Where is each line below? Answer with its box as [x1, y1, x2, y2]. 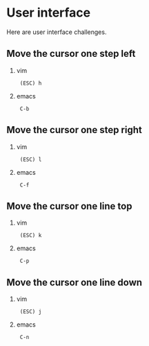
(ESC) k [19, 232, 42, 239]
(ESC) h [19, 80, 42, 87]
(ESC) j [19, 309, 42, 315]
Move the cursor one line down [6, 276, 143, 288]
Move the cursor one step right [6, 124, 142, 136]
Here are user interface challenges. [6, 28, 107, 36]
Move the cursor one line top [6, 200, 132, 212]
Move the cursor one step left [6, 48, 136, 60]
